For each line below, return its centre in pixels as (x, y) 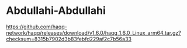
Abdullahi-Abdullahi (56, 11)
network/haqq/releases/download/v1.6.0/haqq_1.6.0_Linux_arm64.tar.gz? (93, 32)
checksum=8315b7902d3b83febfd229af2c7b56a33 (69, 39)
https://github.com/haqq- (37, 27)
